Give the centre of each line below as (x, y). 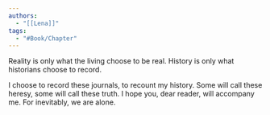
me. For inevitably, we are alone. (62, 102)
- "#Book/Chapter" (47, 38)
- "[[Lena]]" (37, 23)
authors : (23, 16)
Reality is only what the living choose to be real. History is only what (121, 61)
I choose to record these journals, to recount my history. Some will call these (135, 85)
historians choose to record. (55, 70)
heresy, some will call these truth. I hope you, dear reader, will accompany (132, 94)
